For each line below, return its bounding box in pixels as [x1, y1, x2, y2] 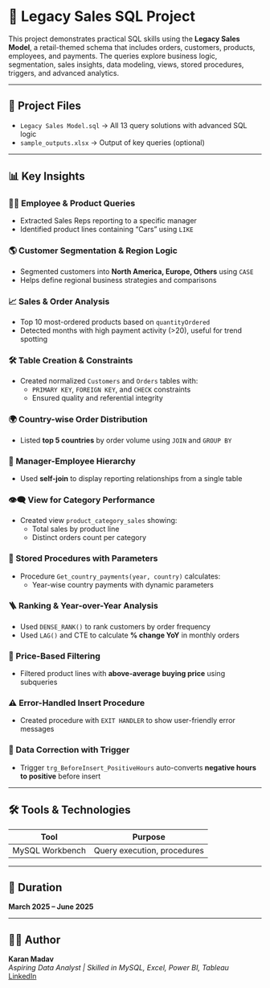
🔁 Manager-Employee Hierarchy [8, 455, 137, 467]
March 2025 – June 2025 [8, 902, 94, 911]
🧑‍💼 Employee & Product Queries [8, 197, 136, 209]
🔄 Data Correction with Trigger [8, 745, 130, 756]
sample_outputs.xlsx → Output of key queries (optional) [19, 137, 205, 147]
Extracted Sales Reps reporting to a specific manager [19, 216, 197, 226]
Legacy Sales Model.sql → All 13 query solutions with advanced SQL [19, 120, 247, 130]
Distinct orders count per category [31, 533, 147, 542]
